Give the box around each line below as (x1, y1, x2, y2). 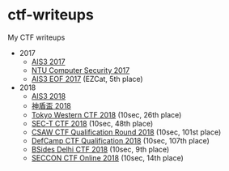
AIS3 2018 (31, 91, 66, 100)
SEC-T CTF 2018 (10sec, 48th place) (31, 118, 154, 128)
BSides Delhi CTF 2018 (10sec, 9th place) (31, 144, 170, 154)
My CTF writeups (7, 32, 66, 42)
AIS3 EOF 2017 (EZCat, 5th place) (31, 74, 143, 83)
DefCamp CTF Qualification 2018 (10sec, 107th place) (31, 135, 210, 145)
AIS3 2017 (31, 57, 66, 66)
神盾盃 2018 (31, 100, 72, 110)
